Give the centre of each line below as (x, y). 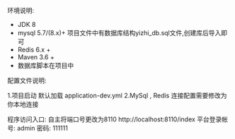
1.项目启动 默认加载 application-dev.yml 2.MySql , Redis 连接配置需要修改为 (117, 95)
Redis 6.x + (34, 49)
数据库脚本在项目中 (46, 65)
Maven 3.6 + (36, 57)
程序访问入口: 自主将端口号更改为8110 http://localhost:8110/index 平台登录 (115, 119)
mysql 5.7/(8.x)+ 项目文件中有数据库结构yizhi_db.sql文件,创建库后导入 (119, 33)
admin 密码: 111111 (42, 128)
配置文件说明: (27, 80)
